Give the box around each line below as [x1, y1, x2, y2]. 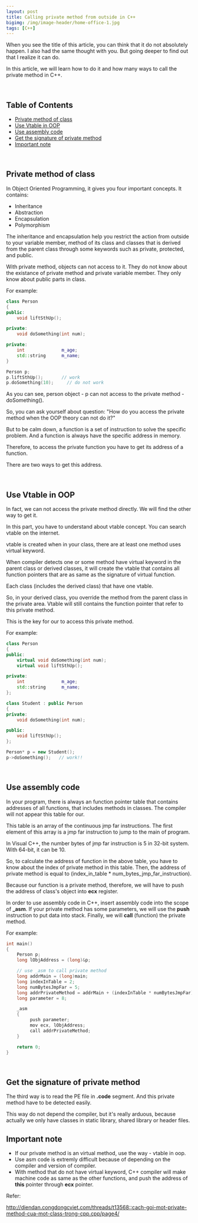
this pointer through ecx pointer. [14, 1181, 94, 1188]
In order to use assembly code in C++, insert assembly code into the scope [6, 899, 189, 906]
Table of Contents [6, 100, 74, 110]
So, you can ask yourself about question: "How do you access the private [6, 408, 184, 415]
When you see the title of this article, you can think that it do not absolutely [6, 41, 188, 48]
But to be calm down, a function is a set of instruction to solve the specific [6, 426, 187, 433]
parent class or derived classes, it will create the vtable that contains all [6, 565, 180, 572]
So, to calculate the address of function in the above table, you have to [6, 857, 178, 864]
